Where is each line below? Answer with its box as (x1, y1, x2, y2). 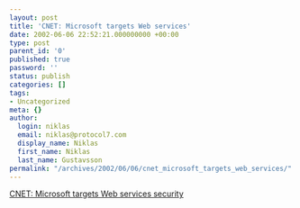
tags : (9, 88, 30, 97)
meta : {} (9, 105, 42, 114)
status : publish (9, 72, 70, 81)
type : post (9, 38, 50, 48)
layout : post (9, 13, 59, 23)
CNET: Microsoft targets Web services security (9, 188, 185, 199)
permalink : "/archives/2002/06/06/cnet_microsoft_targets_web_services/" (9, 164, 293, 173)
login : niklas (17, 122, 70, 131)
